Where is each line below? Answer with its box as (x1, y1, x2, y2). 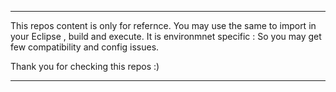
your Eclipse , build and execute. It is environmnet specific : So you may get (10, 31, 322, 42)
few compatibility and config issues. (10, 41, 160, 53)
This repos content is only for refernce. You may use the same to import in (10, 20, 317, 31)
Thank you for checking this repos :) (10, 61, 160, 72)
